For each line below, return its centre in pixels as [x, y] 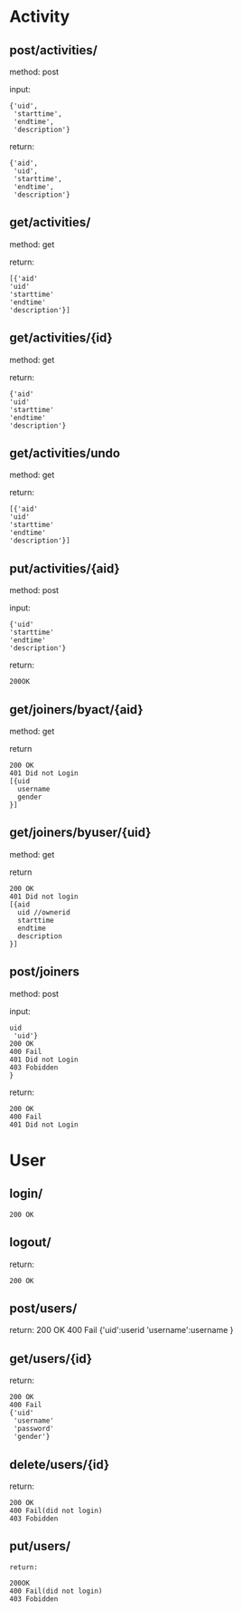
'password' [33, 1429]
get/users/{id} [51, 1359]
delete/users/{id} [60, 1464]
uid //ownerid [44, 912]
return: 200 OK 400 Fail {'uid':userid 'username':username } [121, 1330]
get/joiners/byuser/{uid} [80, 833]
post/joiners [44, 972]
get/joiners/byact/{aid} [76, 710]
